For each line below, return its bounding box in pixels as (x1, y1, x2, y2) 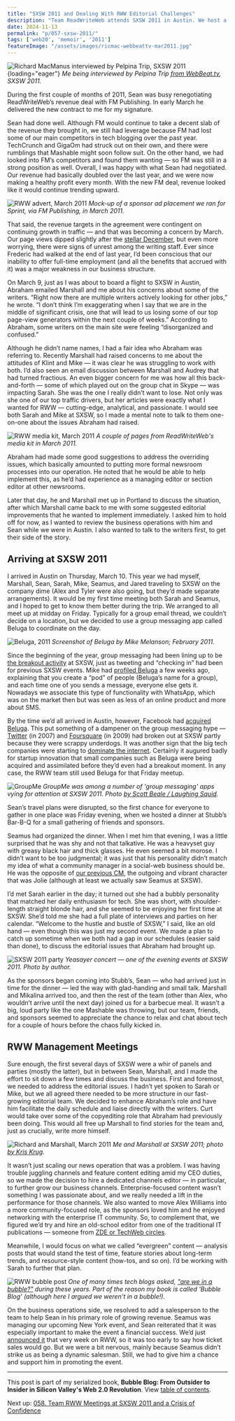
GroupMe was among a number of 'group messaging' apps (43, 782, 215, 790)
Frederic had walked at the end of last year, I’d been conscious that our (7, 250, 212, 258)
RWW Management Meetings (7, 1041, 138, 1053)
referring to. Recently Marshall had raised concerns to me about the (7, 351, 203, 359)
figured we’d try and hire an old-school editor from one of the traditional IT (7, 1220, 222, 1229)
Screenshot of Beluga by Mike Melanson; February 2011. (52, 637, 215, 645)
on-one (7, 418, 29, 427)
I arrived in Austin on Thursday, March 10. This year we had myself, (7, 571, 201, 580)
